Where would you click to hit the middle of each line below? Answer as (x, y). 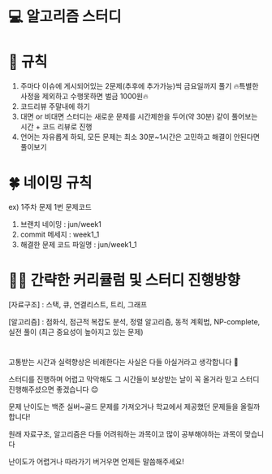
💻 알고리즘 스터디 (65, 17)
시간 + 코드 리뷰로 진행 (56, 127)
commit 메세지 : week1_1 (60, 235)
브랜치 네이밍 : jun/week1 (60, 224)
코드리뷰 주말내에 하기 (55, 107)
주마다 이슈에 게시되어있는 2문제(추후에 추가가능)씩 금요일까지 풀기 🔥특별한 (139, 86)
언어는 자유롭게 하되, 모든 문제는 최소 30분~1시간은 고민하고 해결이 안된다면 (140, 137)
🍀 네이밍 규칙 (50, 183)
